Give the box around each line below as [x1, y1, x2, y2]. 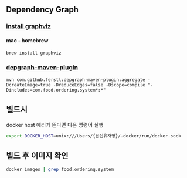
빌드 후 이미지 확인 [6, 150, 69, 160]
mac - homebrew [6, 36, 49, 43]
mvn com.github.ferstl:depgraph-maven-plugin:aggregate [6, 76, 145, 83]
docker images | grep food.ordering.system [6, 167, 114, 173]
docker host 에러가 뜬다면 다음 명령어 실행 [6, 121, 104, 128]
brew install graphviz [6, 50, 62, 56]
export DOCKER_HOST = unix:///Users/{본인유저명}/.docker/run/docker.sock [6, 133, 182, 139]
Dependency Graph [6, 5, 79, 15]
